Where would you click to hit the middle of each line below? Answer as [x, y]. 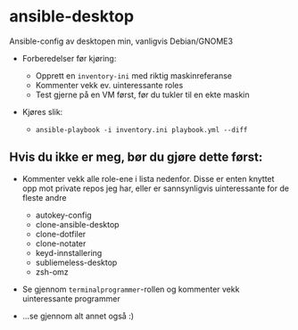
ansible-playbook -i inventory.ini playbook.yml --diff [141, 130]
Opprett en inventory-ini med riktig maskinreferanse [134, 75]
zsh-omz [52, 272]
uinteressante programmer [71, 298]
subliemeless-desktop [76, 262]
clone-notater [61, 243]
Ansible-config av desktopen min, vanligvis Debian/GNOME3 [121, 41]
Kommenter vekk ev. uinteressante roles [109, 85]
